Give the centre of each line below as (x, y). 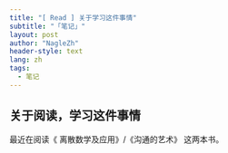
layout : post (34, 34)
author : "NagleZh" (44, 43)
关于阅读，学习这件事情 (75, 115)
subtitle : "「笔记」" (48, 26)
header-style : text (46, 52)
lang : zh (26, 60)
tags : (20, 69)
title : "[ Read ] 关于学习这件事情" (74, 18)
